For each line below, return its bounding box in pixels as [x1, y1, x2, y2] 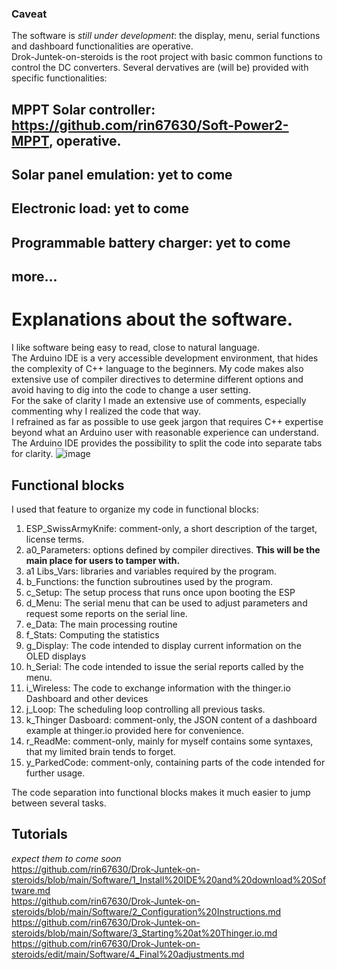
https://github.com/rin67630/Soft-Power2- [11, 117, 289, 134]
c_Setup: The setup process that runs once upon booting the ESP [25, 587, 296, 598]
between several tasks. [11, 797, 107, 809]
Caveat [11, 7, 48, 21]
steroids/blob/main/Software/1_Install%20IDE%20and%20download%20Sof [11, 873, 327, 886]
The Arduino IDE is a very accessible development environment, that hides [11, 352, 319, 364]
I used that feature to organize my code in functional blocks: [11, 503, 259, 515]
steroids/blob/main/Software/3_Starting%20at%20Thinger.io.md [11, 927, 278, 939]
